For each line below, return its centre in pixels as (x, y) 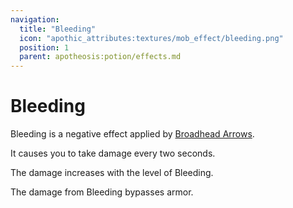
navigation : (35, 19)
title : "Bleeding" (58, 29)
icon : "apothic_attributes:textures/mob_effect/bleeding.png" (151, 38)
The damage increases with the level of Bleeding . (112, 173)
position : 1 (44, 47)
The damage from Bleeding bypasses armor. (102, 192)
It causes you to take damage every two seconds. (113, 153)
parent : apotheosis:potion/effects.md (100, 57)
